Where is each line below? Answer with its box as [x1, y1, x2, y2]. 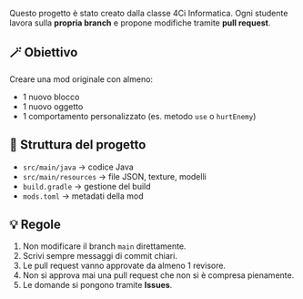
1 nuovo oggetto [22, 100, 84, 112]
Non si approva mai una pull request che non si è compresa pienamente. [22, 270, 295, 281]
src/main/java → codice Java [22, 161, 134, 172]
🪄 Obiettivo [9, 45, 78, 60]
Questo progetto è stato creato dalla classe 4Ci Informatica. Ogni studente [9, 8, 288, 18]
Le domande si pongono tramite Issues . [22, 280, 173, 291]
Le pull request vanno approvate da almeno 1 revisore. [22, 260, 226, 272]
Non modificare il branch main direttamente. [22, 241, 187, 252]
